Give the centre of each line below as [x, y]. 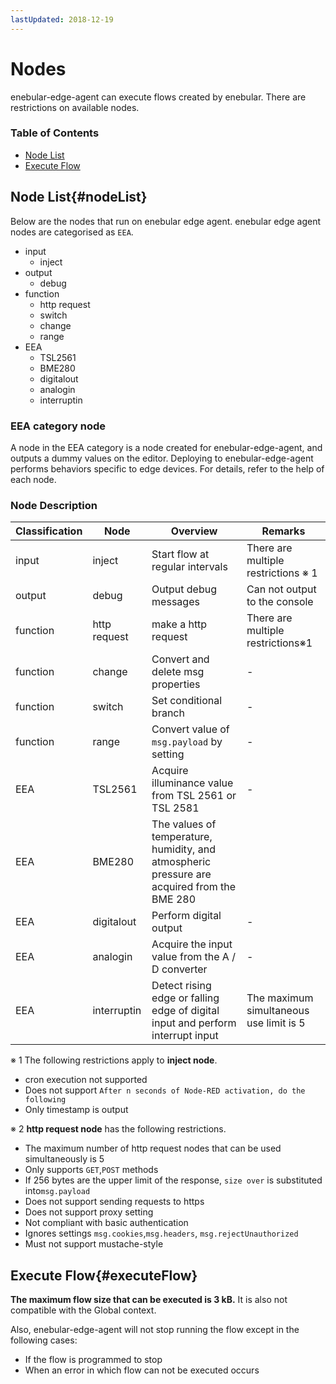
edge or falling [185, 998]
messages [175, 602]
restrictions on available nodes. [75, 107]
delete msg [178, 672]
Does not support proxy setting [89, 1212]
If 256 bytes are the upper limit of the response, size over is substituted [173, 1180]
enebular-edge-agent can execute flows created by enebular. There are [158, 97]
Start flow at [180, 554]
